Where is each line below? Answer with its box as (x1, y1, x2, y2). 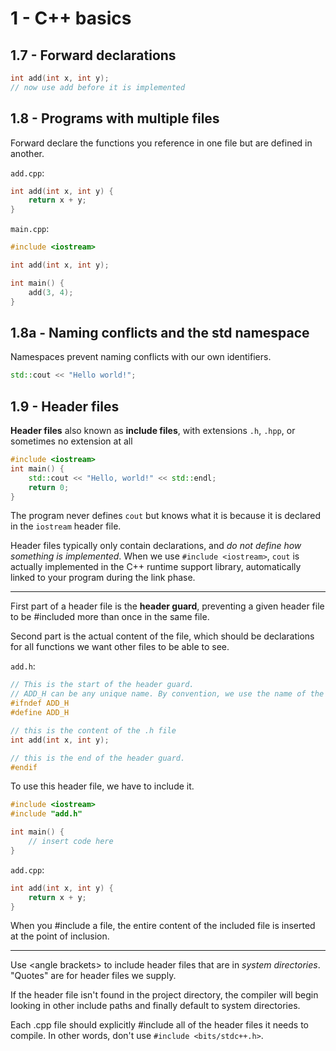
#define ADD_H (10, 708, 70, 718)
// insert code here (28, 837, 114, 847)
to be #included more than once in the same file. (10, 611, 210, 623)
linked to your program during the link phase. (10, 572, 196, 584)
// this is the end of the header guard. (10, 753, 186, 763)
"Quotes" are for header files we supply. (10, 970, 177, 982)
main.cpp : (10, 223, 50, 235)
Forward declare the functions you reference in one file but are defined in (10, 137, 313, 149)
